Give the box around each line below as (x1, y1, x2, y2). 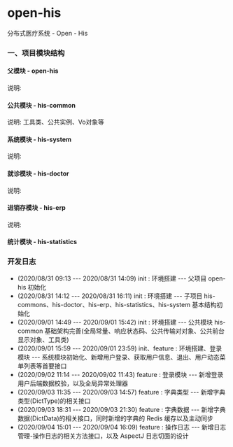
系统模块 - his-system (7, 135, 72, 143)
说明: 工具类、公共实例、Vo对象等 (7, 118, 105, 127)
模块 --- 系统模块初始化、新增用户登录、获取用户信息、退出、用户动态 (17, 353, 220, 361)
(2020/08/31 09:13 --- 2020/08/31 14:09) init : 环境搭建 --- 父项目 (17, 274, 207, 283)
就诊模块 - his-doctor (7, 169, 70, 178)
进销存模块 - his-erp (7, 204, 66, 212)
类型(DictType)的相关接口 (17, 397, 91, 405)
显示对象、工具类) (17, 335, 69, 343)
